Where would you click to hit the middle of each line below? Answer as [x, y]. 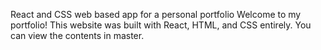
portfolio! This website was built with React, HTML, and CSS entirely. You [161, 25]
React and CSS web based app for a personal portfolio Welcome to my [156, 14]
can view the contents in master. [77, 35]
